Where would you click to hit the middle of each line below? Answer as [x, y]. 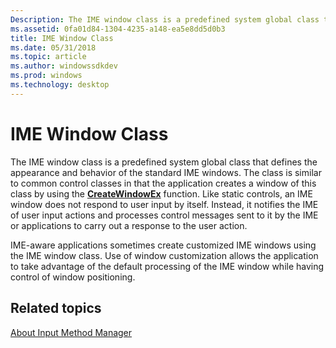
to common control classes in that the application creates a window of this [163, 183]
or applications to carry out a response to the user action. [129, 225]
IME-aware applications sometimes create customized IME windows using [163, 245]
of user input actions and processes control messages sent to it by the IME [164, 215]
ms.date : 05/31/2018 [53, 47]
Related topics [56, 308]
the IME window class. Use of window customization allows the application [164, 255]
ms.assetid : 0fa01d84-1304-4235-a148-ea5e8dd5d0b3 [118, 29]
